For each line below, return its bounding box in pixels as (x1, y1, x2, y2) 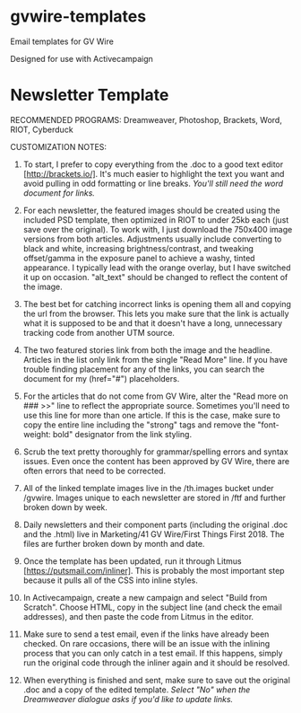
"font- (257, 419, 280, 430)
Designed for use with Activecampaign (10, 53, 153, 64)
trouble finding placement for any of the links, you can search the (22, 364, 265, 374)
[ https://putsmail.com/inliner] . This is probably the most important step (22, 565, 285, 576)
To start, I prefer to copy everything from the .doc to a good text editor (22, 159, 284, 170)
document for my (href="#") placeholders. (22, 373, 180, 383)
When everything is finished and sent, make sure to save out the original (22, 674, 290, 685)
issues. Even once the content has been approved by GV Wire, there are (22, 455, 290, 466)
